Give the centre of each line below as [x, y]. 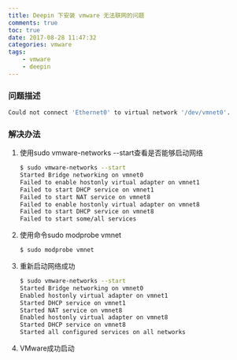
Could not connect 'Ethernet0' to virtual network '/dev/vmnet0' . [119, 113]
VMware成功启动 [47, 348]
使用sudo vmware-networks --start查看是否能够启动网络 [111, 153]
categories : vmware [40, 45]
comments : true [33, 23]
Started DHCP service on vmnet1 [72, 303]
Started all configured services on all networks [103, 332]
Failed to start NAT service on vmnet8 [85, 197]
